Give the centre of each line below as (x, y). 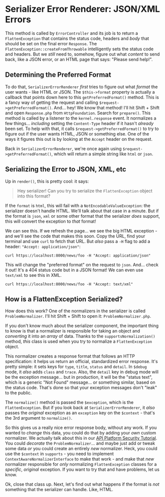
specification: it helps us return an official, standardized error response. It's (82, 362)
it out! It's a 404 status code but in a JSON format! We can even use (74, 270)
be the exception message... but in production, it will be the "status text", (79, 377)
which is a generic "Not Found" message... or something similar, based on (80, 382)
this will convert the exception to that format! (50, 221)
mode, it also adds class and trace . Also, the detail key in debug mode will (82, 372)
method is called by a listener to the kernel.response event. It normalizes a (81, 118)
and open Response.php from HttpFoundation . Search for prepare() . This (78, 113)
